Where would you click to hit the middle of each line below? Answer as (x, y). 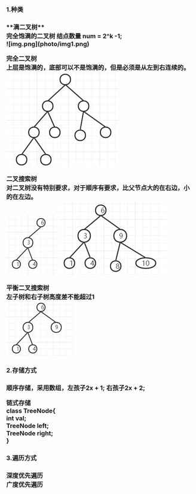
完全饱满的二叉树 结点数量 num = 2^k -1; (64, 36)
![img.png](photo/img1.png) (48, 44)
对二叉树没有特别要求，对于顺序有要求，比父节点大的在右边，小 (98, 188)
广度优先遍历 (25, 485)
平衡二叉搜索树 (28, 288)
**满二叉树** (25, 27)
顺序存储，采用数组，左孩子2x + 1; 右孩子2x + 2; (76, 388)
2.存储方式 (22, 370)
